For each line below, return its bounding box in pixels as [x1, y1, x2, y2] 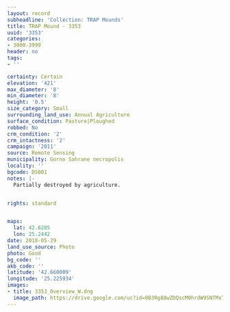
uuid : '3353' [7, 29, 44, 36]
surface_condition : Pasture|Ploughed [7, 118, 115, 125]
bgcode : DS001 [7, 168, 48, 175]
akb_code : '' [7, 263, 44, 270]
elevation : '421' [7, 79, 57, 86]
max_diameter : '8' [7, 86, 60, 93]
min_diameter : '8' [7, 92, 60, 99]
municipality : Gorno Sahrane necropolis [7, 156, 125, 163]
